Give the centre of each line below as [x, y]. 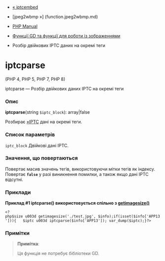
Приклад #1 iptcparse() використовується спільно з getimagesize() [77, 203]
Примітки [17, 233]
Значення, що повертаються [41, 158]
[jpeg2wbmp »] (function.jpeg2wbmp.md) [55, 17]
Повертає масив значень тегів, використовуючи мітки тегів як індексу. [80, 169]
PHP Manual [25, 26]
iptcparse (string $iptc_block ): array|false [47, 112]
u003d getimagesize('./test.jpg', [61, 217]
